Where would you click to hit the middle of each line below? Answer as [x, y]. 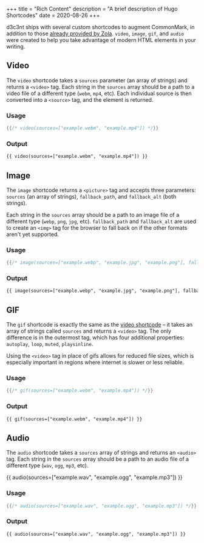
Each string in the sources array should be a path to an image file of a [93, 215]
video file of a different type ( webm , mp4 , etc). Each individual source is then [99, 93]
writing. [16, 46]
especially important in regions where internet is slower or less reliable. [95, 363]
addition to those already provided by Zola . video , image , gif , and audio [95, 34]
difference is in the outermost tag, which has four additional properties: [95, 338]
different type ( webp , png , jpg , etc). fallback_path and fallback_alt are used [101, 221]
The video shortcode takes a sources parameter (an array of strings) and [97, 80]
